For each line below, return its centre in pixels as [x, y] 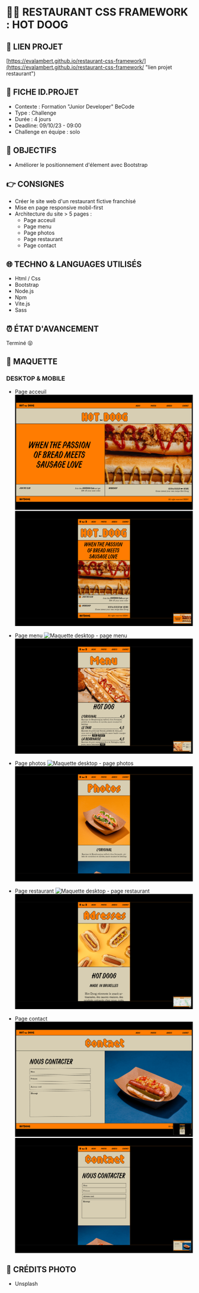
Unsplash [26, 1284]
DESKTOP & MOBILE [36, 378]
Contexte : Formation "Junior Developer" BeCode [75, 106]
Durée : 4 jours [33, 119]
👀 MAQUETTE [32, 362]
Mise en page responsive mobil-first [59, 208]
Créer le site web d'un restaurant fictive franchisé [75, 201]
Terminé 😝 [20, 343]
